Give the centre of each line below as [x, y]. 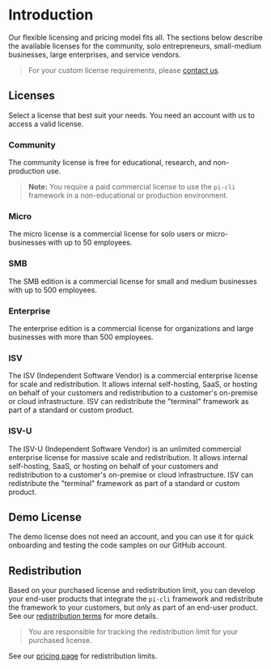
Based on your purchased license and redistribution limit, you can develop [132, 590]
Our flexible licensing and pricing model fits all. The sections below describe [135, 37]
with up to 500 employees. [53, 290]
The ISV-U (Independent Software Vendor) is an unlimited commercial [125, 449]
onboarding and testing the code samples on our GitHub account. [118, 545]
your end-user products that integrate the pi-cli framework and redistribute [136, 599]
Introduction [51, 15]
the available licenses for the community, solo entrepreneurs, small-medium [135, 45]
